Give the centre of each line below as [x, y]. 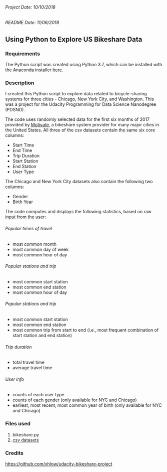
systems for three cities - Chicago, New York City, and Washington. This [79, 99]
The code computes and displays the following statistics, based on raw [78, 212]
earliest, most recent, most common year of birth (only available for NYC [87, 405]
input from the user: [25, 217]
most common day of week [40, 249]
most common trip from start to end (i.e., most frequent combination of [85, 330]
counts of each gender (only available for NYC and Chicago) [74, 400]
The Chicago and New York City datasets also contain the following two [79, 182]
